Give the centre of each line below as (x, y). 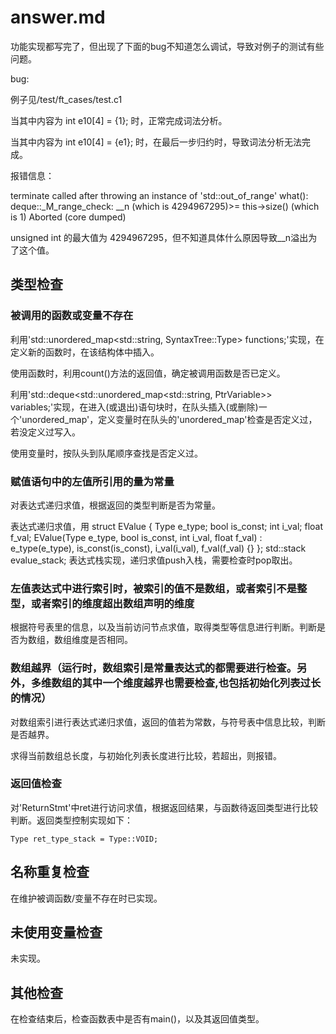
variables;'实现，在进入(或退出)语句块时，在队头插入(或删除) (134, 407)
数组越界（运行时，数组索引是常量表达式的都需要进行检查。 (154, 668)
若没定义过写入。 (45, 432)
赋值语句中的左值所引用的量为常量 (92, 481)
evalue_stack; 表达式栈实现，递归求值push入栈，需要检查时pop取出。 (154, 560)
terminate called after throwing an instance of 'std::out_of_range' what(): (159, 195)
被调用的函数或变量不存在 (72, 316)
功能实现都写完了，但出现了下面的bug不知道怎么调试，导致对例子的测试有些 (167, 46)
